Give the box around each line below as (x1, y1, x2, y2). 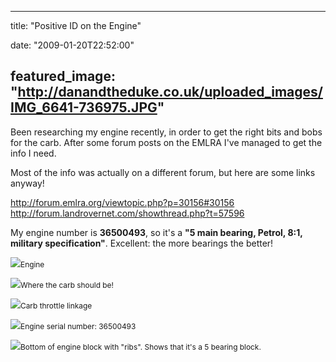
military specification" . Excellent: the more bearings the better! (10, 237, 274, 249)
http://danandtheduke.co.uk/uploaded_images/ (17, 84, 323, 101)
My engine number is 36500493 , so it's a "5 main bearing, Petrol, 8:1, (10, 226, 303, 238)
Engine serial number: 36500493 (20, 321, 137, 331)
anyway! (10, 177, 45, 189)
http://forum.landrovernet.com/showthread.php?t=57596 (10, 207, 245, 219)
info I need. (10, 147, 57, 159)
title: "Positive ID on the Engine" (10, 20, 142, 31)
